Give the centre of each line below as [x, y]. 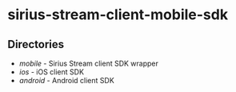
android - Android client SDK [67, 80]
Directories [36, 44]
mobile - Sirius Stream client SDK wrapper [89, 63]
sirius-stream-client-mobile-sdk [118, 15]
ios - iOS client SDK [52, 72]
